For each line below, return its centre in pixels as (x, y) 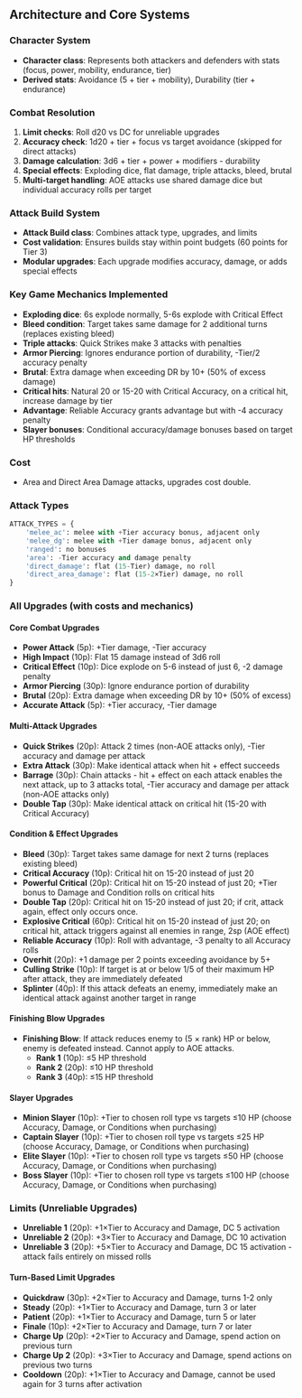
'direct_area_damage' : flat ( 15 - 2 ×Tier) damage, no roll (135, 574)
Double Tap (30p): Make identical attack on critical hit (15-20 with (145, 804)
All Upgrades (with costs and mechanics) (101, 606)
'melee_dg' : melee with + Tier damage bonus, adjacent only (139, 541)
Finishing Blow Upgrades (57, 1019)
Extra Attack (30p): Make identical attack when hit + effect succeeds (151, 765)
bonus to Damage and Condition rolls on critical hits (119, 892)
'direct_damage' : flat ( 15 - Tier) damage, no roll (121, 566)
